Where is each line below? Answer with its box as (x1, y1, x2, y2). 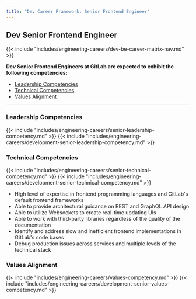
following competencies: (6, 69, 68, 77)
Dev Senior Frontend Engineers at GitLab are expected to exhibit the (6, 63, 174, 70)
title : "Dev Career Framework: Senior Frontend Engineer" (6, 8, 150, 15)
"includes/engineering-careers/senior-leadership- (34, 126, 155, 133)
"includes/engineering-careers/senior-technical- (34, 167, 152, 174)
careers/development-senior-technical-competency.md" (6, 179, 142, 186)
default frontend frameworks (14, 197, 84, 204)
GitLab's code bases (14, 234, 64, 241)
